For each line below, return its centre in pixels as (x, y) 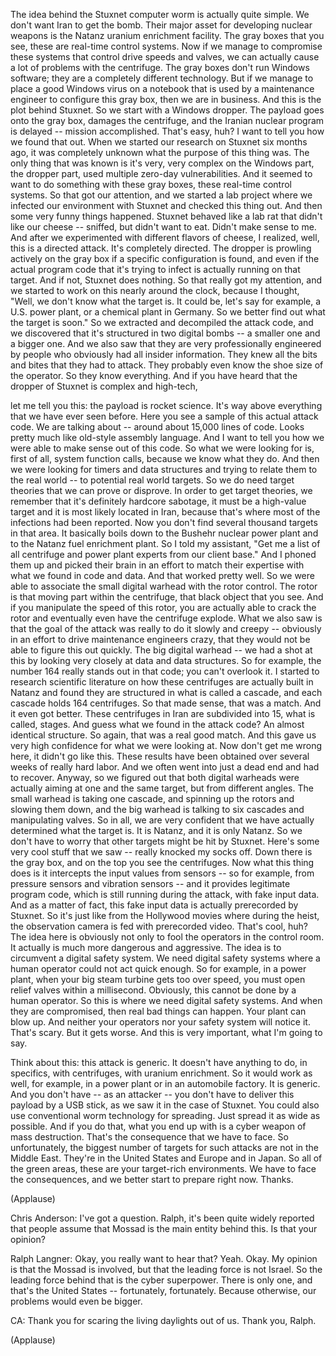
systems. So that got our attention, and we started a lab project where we (161, 195)
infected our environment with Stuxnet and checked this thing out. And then (166, 205)
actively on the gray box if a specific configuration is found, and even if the (165, 258)
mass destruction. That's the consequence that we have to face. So (149, 1137)
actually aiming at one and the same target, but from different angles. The (162, 788)
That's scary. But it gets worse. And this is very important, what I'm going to (166, 1032)
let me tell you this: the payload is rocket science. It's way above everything (166, 405)
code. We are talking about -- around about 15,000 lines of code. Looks (157, 427)
